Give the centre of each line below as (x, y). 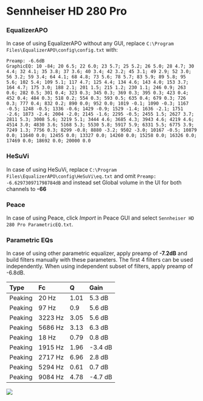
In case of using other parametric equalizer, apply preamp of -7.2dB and (97, 253)
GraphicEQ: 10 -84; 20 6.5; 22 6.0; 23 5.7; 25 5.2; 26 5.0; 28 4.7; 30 (100, 66)
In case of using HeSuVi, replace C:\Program (62, 169)
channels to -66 (26, 189)
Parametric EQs (30, 240)
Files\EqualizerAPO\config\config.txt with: (62, 50)
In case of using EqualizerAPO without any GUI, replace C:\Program (90, 43)
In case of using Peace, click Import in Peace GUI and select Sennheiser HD (100, 218)
